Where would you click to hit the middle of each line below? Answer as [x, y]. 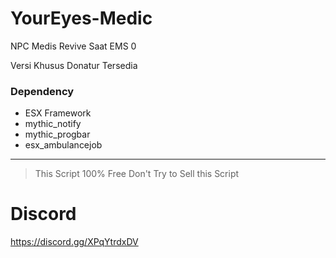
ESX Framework [58, 113]
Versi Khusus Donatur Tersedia [74, 65]
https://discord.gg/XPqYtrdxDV [74, 242]
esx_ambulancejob [63, 145]
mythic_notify [53, 124]
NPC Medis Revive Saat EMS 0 [73, 46]
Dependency [42, 91]
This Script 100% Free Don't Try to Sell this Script [137, 174]
